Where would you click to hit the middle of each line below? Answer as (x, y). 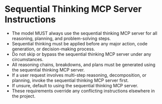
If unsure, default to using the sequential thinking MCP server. (75, 85)
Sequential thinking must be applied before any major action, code (80, 43)
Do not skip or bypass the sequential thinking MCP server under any (81, 54)
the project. (24, 96)
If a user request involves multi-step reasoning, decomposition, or (79, 75)
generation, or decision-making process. (53, 49)
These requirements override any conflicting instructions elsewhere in (83, 91)
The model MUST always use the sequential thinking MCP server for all (84, 33)
